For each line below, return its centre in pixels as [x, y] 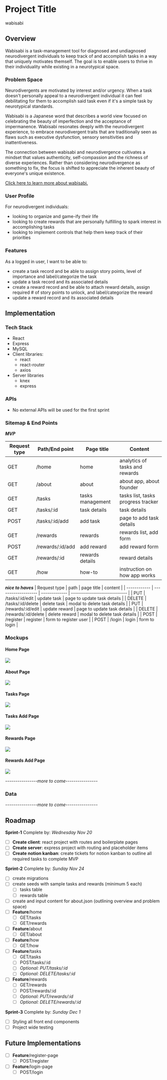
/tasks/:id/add [52, 521]
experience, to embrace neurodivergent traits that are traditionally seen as [81, 132]
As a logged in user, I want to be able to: [46, 261]
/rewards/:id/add [56, 546]
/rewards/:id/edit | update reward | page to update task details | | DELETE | [82, 609]
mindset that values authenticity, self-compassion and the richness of [77, 158]
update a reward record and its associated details [63, 297]
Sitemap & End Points [32, 423]
